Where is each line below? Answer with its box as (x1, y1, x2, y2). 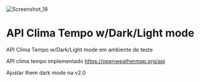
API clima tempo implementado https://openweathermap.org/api (6, 57, 166, 65)
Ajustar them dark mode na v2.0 (6, 69, 86, 76)
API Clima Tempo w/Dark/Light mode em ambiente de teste (6, 46, 153, 53)
